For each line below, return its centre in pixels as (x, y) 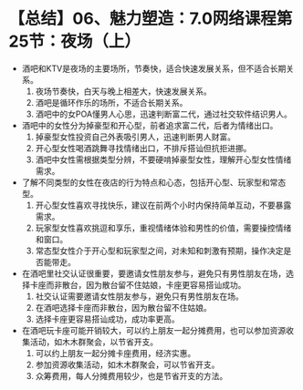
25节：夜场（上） (75, 41)
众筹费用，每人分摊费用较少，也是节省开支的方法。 (131, 375)
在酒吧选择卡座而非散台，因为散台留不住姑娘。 (123, 307)
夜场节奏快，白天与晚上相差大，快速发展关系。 (123, 91)
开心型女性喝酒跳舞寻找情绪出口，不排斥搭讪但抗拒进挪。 (143, 148)
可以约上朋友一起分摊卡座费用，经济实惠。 (115, 353)
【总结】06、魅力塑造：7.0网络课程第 (151, 19)
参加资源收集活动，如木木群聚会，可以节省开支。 (127, 364)
